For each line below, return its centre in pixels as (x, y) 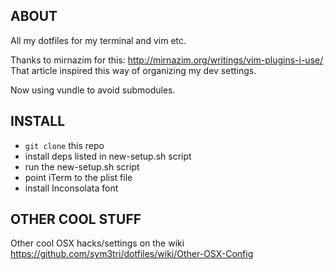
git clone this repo (64, 145)
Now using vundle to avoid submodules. (93, 90)
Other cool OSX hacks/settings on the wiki (97, 243)
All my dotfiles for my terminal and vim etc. (98, 40)
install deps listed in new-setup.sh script (108, 156)
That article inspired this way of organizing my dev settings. (133, 70)
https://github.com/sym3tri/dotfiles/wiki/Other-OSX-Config (132, 254)
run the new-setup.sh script (82, 166)
